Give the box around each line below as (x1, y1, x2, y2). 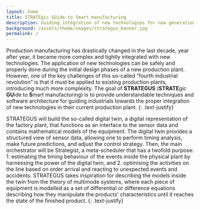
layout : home (6, 8, 39, 15)
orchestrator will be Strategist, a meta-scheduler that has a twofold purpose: (6, 147, 194, 154)
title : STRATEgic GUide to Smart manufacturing (6, 14, 127, 20)
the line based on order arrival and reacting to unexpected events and (6, 166, 177, 173)
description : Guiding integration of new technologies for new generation (6, 20, 196, 26)
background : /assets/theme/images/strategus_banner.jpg (6, 25, 148, 31)
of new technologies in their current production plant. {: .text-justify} (6, 104, 174, 111)
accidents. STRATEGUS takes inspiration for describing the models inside (6, 172, 186, 179)
